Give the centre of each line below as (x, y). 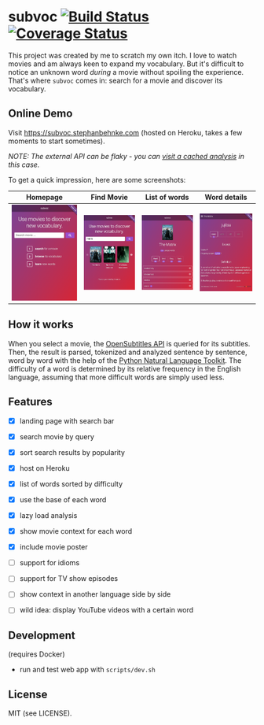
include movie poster (53, 547)
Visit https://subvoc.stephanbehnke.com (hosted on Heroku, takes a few (125, 132)
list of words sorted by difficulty (71, 483)
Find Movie (109, 198)
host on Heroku (44, 468)
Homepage (44, 198)
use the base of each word (63, 499)
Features (30, 402)
